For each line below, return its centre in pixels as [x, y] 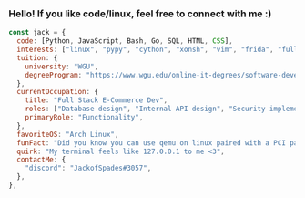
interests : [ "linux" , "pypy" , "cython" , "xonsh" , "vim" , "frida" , [145, 50]
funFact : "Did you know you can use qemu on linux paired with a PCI [151, 143]
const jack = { [37, 33]
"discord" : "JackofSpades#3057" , [88, 168]
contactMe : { [41, 160]
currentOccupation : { [58, 92]
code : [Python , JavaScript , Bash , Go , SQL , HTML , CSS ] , [125, 41]
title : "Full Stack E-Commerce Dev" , [97, 100]
